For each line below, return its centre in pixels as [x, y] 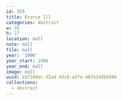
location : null [25, 39]
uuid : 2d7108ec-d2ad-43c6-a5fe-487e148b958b [61, 77]
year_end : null [25, 66]
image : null [21, 72]
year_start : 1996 [27, 61]
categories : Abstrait [33, 22]
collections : [22, 83]
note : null [19, 45]
